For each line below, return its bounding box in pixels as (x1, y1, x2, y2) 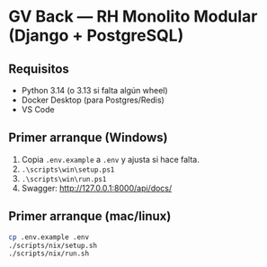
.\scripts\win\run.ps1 (21, 174, 107, 183)
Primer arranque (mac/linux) (8, 209, 172, 224)
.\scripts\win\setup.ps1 (21, 165, 115, 174)
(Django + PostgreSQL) (8, 25, 184, 46)
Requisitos (8, 61, 69, 76)
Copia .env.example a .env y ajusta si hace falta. (21, 154, 200, 165)
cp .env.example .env (8, 232, 90, 242)
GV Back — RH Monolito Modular (8, 6, 258, 27)
